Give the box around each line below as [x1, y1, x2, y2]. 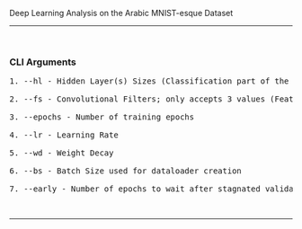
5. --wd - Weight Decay [9, 148, 114, 158]
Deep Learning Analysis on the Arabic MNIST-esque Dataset [9, 8, 234, 18]
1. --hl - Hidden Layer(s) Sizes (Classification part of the [9, 76, 289, 86]
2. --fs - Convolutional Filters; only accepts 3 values [9, 94, 266, 104]
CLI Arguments [9, 56, 76, 68]
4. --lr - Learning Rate [9, 130, 119, 140]
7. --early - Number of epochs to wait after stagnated [9, 184, 261, 194]
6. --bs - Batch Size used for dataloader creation [9, 166, 243, 176]
